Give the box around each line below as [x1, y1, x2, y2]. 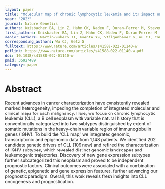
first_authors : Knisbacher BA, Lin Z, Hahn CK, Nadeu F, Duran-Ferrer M [5, 30, 157, 35]
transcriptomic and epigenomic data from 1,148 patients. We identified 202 [5, 137, 156, 143]
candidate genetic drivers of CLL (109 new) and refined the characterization [5, 142, 159, 148]
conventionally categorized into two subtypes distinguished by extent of [5, 121, 151, 127]
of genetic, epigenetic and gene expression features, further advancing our [5, 168, 158, 174]
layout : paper [5, 7, 34, 12]
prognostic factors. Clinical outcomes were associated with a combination [5, 163, 155, 169]
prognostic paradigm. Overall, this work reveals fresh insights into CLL [5, 173, 147, 179]
